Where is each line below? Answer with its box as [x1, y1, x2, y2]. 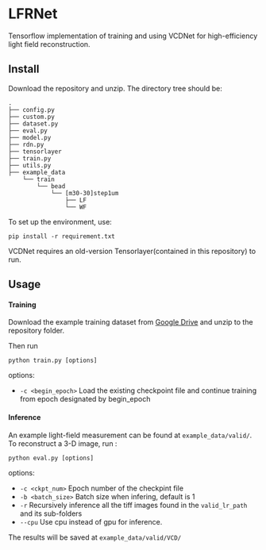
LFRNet [8, 5, 58, 23]
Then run [8, 341, 38, 351]
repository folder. [8, 326, 65, 336]
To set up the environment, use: [8, 217, 113, 226]
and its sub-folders [19, 509, 83, 518]
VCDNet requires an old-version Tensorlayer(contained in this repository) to [8, 246, 256, 256]
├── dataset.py [8, 120, 59, 128]
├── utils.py [8, 161, 52, 169]
